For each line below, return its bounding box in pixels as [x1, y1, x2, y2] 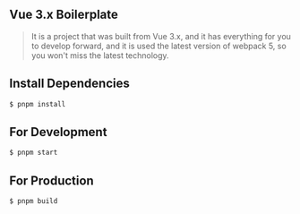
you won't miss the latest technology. [30, 49, 169, 61]
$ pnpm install [9, 99, 66, 108]
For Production [9, 173, 94, 188]
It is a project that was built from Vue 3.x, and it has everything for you [30, 30, 291, 41]
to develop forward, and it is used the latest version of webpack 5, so [30, 40, 287, 51]
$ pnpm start [9, 148, 58, 158]
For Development [9, 124, 107, 140]
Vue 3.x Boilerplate [9, 7, 119, 22]
